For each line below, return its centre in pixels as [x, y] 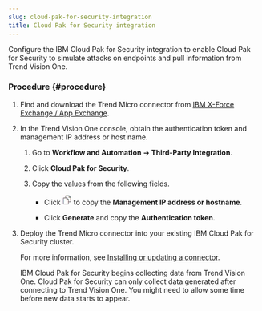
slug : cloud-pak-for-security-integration [80, 17]
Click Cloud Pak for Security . [81, 168]
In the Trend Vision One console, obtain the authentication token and [133, 128]
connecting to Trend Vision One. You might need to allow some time [132, 289]
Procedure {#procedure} [57, 87]
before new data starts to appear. [75, 298]
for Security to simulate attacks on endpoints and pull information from [125, 58]
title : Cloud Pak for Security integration [82, 25]
